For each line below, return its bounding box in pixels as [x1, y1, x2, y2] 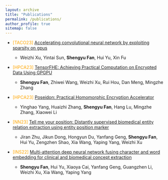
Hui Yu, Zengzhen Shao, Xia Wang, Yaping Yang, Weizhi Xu [20, 139, 143, 145]
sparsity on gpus [12, 45, 48, 51]
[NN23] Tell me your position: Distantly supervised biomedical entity [12, 119, 154, 125]
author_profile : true [5, 21, 51, 26]
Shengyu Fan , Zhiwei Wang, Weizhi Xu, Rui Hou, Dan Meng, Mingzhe [20, 79, 163, 85]
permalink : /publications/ [5, 16, 62, 21]
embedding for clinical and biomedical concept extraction [12, 154, 132, 160]
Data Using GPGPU [12, 69, 53, 75]
